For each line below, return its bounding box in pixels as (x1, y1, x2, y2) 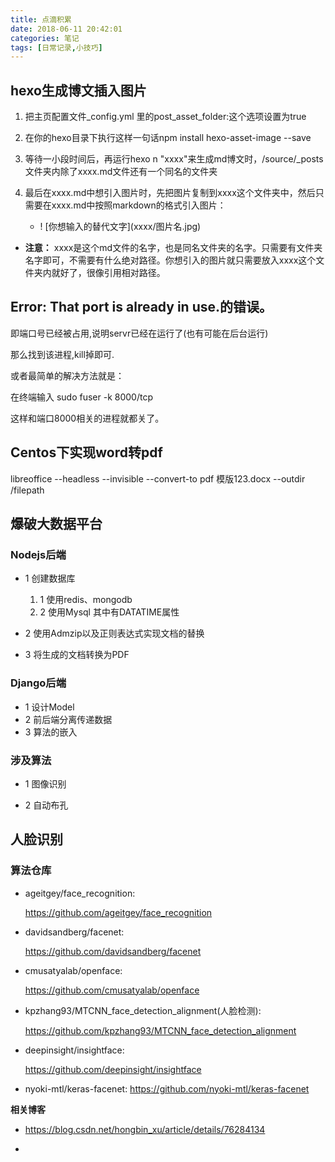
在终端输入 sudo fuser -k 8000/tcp (10, 391, 154, 403)
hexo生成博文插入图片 (10, 82, 147, 99)
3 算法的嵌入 (24, 726, 78, 738)
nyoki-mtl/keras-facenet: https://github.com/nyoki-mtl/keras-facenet (24, 1082, 310, 1095)
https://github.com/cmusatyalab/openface (24, 984, 200, 996)
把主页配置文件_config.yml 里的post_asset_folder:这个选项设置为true (24, 111, 307, 123)
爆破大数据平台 (10, 516, 103, 533)
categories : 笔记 (10, 33, 80, 43)
